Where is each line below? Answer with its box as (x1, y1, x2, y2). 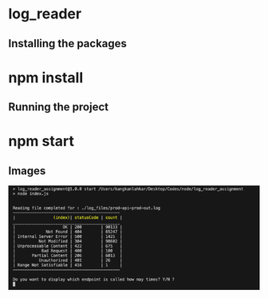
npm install (8, 69, 84, 86)
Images (8, 164, 46, 177)
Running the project (8, 101, 109, 114)
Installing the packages (8, 37, 128, 50)
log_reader (8, 5, 82, 23)
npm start (8, 133, 74, 150)
